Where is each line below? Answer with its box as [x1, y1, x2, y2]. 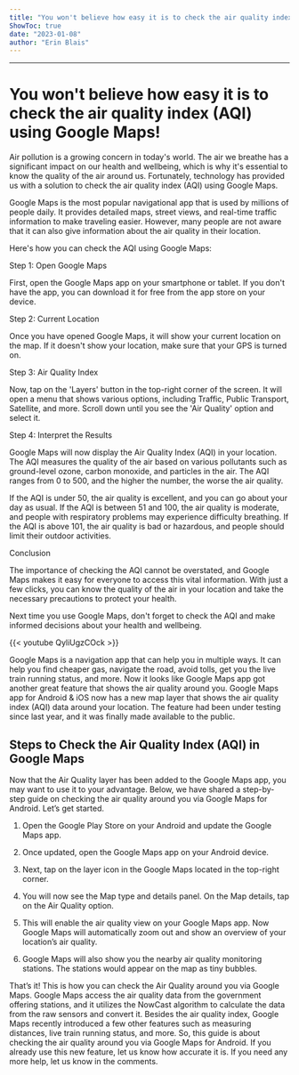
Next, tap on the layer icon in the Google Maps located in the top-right [21, 864, 280, 875]
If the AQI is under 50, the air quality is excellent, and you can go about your [9, 493, 287, 504]
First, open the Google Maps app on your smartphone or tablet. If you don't [9, 278, 285, 288]
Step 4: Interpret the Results [9, 430, 113, 441]
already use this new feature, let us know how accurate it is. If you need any [9, 1047, 288, 1057]
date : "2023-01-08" [9, 29, 82, 38]
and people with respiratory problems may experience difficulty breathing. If [9, 512, 289, 522]
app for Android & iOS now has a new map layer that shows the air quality [9, 692, 279, 703]
